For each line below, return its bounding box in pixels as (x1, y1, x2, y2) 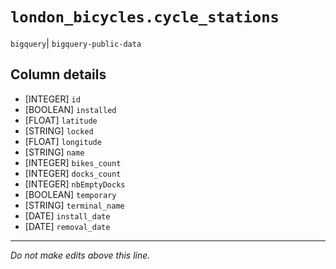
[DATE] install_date (24, 209, 111, 222)
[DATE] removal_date (24, 220, 111, 232)
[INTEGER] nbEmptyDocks (24, 178, 126, 190)
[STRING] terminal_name (24, 199, 125, 211)
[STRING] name (24, 146, 85, 158)
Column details (10, 66, 107, 83)
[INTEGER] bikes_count (24, 156, 122, 168)
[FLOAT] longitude (24, 135, 102, 147)
